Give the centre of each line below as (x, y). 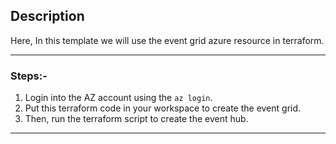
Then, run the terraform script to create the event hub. (136, 119)
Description (47, 16)
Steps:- (29, 76)
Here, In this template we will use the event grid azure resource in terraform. (167, 40)
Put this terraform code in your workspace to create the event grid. (163, 108)
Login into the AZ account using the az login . (118, 98)
